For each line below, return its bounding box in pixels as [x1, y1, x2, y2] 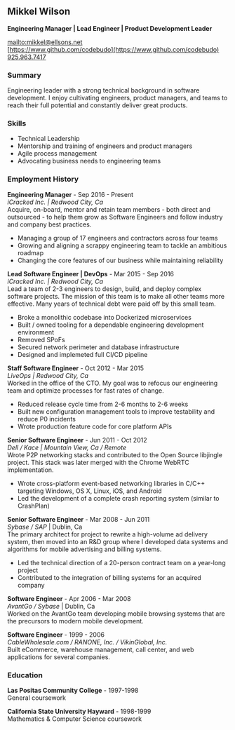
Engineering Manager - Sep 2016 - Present [7, 190, 134, 198]
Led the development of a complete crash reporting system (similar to [17, 494, 220, 502]
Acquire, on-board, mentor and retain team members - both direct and [7, 205, 210, 213]
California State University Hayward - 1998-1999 [7, 708, 152, 715]
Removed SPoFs [17, 335, 65, 344]
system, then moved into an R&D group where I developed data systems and [7, 537, 229, 546]
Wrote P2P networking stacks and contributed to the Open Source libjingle [7, 450, 223, 459]
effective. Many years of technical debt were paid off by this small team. [7, 299, 216, 308]
